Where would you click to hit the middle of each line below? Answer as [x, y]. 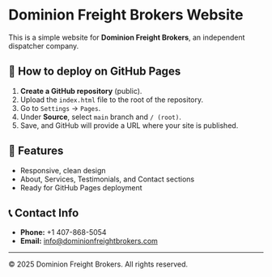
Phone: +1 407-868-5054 [63, 232]
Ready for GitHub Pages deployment [81, 187]
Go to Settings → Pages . [60, 108]
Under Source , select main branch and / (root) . [101, 117]
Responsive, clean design [63, 170]
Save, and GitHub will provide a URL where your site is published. [129, 125]
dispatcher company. [44, 45]
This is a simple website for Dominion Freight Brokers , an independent [127, 37]
